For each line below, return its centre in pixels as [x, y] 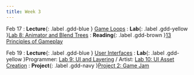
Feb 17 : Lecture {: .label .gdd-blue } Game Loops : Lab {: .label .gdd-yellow [97, 29]
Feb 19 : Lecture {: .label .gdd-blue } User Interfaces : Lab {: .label [85, 53]
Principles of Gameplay [35, 41]
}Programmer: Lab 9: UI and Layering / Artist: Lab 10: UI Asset [99, 59]
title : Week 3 [24, 12]
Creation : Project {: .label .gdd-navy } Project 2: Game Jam [78, 65]
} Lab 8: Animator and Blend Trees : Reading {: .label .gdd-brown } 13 [89, 35]
